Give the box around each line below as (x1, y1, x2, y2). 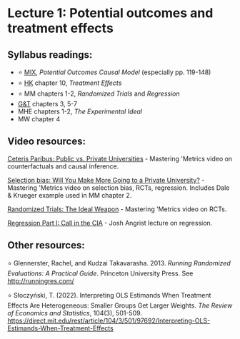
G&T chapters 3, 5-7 (17, 100, 78, 108)
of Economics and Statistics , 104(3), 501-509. (7, 308, 143, 317)
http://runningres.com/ (7, 276, 74, 285)
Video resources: (7, 136, 86, 148)
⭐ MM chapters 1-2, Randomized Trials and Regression (17, 89, 180, 98)
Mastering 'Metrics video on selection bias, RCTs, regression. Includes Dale (7, 183, 230, 192)
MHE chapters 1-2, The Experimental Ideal (17, 107, 143, 116)
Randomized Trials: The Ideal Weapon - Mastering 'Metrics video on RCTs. (7, 205, 227, 213)
